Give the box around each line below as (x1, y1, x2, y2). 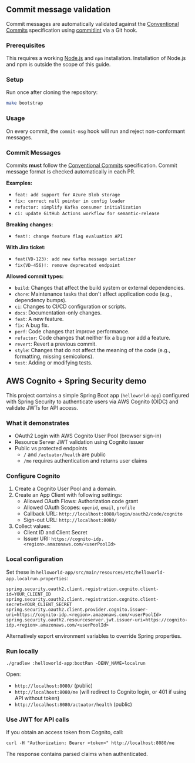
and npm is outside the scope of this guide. (6, 61, 111, 68)
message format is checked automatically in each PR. (6, 168, 136, 175)
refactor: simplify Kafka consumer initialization (14, 204, 142, 210)
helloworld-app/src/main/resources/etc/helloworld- (36, 570, 166, 575)
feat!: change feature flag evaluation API (14, 233, 123, 239)
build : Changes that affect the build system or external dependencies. (14, 284, 185, 291)
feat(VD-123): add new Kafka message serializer (14, 256, 136, 262)
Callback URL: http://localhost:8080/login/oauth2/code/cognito (23, 510, 183, 517)
